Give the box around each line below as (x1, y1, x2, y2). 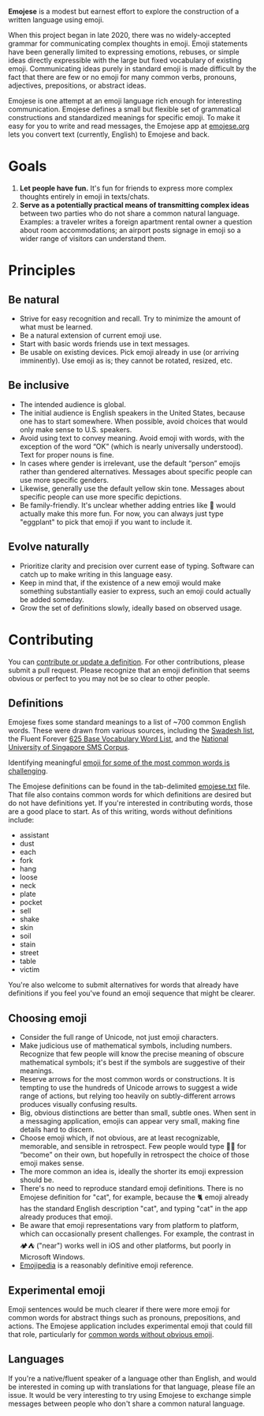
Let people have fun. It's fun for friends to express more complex (19, 183, 233, 193)
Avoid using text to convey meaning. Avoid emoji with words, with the (19, 433, 245, 442)
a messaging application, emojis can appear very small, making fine (19, 1117, 240, 1126)
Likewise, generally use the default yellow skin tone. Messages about (19, 484, 245, 493)
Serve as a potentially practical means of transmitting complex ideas (19, 200, 250, 209)
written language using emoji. (8, 15, 105, 24)
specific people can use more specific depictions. (19, 491, 182, 501)
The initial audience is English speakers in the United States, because (19, 408, 246, 417)
